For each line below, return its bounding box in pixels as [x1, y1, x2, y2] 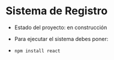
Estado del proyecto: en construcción [14, 24, 107, 31]
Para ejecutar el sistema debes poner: [14, 35, 109, 42]
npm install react [14, 48, 61, 54]
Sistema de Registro [5, 4, 108, 18]
